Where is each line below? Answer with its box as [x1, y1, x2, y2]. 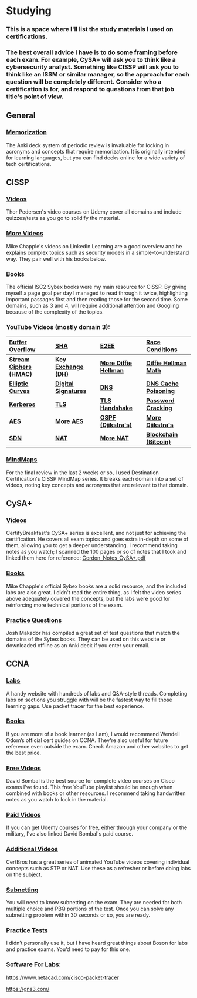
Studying [6, 4, 52, 18]
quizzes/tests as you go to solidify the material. [6, 215, 120, 222]
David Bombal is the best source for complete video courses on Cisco [6, 777, 175, 784]
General [6, 111, 36, 121]
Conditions [146, 345, 178, 354]
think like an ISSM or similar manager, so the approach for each [6, 71, 189, 79]
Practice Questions [6, 616, 62, 624]
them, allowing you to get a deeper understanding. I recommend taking [6, 542, 178, 549]
